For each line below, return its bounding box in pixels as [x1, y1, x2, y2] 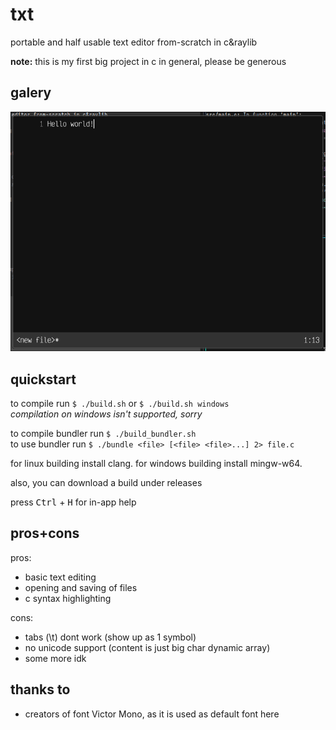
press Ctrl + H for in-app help [10, 496, 137, 508]
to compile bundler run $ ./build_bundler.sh [10, 427, 197, 439]
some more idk [24, 652, 87, 664]
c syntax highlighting [24, 592, 112, 604]
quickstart [10, 371, 77, 388]
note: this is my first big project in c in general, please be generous [10, 55, 287, 67]
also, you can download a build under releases [10, 476, 203, 488]
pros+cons [10, 525, 80, 542]
